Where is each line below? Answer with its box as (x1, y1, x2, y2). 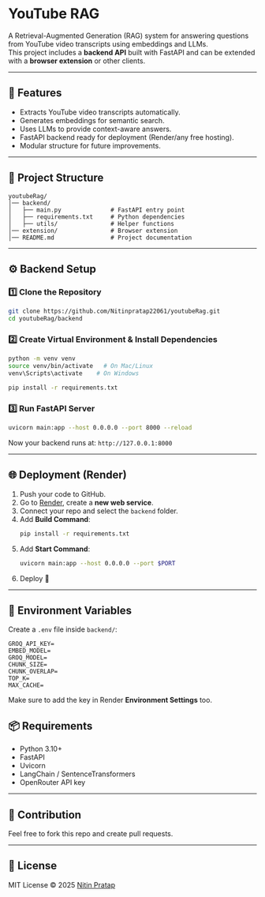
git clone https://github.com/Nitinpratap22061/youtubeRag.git (8, 307, 221, 316)
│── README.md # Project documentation (8, 234, 192, 242)
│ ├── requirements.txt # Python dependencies (8, 212, 185, 221)
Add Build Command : (19, 514, 91, 524)
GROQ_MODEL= (8, 654, 47, 662)
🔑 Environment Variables (8, 603, 132, 617)
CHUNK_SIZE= (8, 661, 47, 669)
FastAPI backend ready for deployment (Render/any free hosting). (19, 132, 234, 142)
